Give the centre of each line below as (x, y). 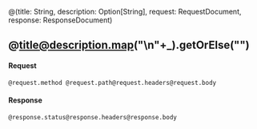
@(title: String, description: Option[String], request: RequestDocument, (125, 12)
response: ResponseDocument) (60, 20)
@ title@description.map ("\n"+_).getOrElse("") (129, 45)
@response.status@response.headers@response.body (93, 117)
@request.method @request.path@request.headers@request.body (112, 83)
